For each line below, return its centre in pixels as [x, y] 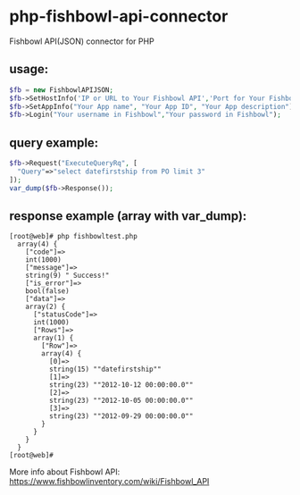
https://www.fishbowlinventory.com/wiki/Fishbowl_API [109, 482]
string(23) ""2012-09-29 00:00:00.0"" [121, 416]
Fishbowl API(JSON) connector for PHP [82, 41]
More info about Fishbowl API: [65, 472]
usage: [29, 69]
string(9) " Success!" [67, 276]
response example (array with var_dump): [128, 216]
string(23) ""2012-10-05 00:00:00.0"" [121, 401]
